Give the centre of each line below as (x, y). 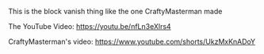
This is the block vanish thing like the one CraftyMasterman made (115, 11)
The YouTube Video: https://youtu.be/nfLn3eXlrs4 (90, 26)
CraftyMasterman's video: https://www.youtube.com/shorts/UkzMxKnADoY (132, 41)
